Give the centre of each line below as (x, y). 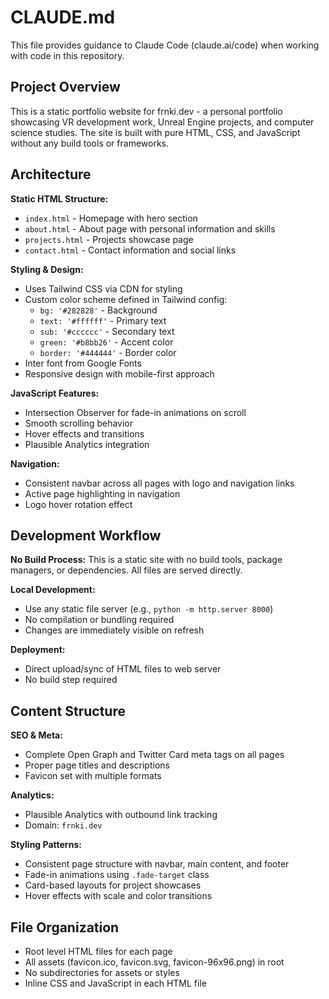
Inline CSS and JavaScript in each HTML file (115, 983)
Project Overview (65, 87)
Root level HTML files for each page (98, 951)
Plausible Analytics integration (87, 444)
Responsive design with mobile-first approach (119, 373)
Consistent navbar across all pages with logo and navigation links (159, 483)
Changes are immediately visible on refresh (114, 630)
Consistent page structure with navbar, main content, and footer (157, 864)
